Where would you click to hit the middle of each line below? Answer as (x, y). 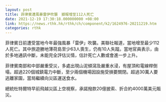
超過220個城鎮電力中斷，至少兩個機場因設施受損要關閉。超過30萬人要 (86, 72)
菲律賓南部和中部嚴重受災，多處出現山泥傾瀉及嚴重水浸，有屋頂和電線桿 (79, 66)
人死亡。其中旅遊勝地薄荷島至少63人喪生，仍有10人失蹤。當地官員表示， (80, 49)
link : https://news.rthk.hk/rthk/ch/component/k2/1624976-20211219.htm (81, 24)
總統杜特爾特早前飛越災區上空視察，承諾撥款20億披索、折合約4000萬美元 (81, 89)
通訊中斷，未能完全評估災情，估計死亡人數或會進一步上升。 (79, 55)
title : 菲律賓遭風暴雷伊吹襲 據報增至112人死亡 (50, 14)
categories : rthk (23, 28)
